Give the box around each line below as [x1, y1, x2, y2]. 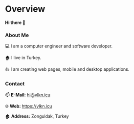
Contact [5, 81, 25, 87]
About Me [5, 32, 29, 39]
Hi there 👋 [5, 20, 25, 25]
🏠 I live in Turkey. [5, 55, 42, 61]
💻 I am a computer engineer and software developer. [5, 43, 112, 49]
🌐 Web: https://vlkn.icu [5, 103, 52, 109]
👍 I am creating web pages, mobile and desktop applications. [5, 66, 130, 72]
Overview [5, 3, 45, 15]
